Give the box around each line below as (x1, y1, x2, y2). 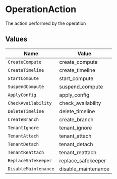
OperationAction (5, 4, 77, 15)
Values (5, 35, 28, 43)
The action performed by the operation (5, 20, 86, 26)
